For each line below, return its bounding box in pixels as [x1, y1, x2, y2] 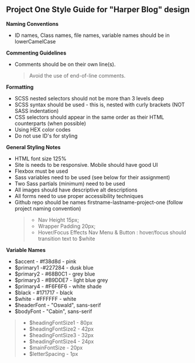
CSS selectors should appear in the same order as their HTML [14, 113, 165, 120]
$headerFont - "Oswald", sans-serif [14, 301, 101, 308]
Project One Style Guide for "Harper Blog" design [6, 5, 190, 15]
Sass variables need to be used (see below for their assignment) [14, 173, 170, 181]
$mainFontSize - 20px [29, 344, 83, 351]
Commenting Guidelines [6, 49, 67, 56]
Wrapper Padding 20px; [37, 223, 95, 230]
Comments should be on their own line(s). [14, 60, 116, 68]
